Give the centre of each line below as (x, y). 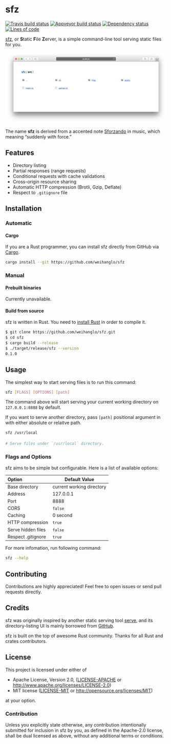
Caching (16, 515)
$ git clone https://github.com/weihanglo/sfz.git (60, 332)
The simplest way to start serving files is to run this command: (71, 382)
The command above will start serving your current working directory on (82, 402)
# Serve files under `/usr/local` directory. (55, 444)
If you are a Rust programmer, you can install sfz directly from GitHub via (82, 247)
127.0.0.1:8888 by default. (33, 407)
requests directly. (24, 592)
